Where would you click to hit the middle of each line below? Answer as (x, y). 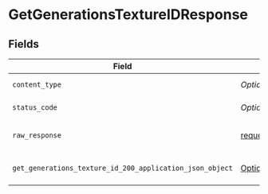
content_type (37, 85)
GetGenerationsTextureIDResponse (128, 15)
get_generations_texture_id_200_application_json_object (122, 168)
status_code (35, 108)
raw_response (37, 136)
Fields (24, 44)
